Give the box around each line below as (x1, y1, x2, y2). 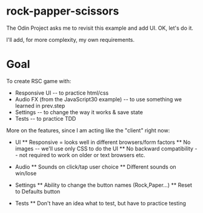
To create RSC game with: (6, 77, 72, 84)
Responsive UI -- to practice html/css (15, 89, 109, 96)
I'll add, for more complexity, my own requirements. (6, 36, 135, 43)
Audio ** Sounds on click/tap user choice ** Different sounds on (15, 163, 177, 171)
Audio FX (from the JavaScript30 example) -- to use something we (15, 95, 182, 103)
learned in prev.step (15, 102, 65, 109)
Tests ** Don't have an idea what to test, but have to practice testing (15, 199, 187, 207)
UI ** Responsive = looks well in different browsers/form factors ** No (15, 138, 191, 146)
